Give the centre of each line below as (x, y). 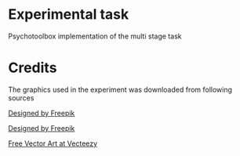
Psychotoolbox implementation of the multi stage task (95, 36)
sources (21, 98)
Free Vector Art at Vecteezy (53, 143)
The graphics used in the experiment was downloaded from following (120, 89)
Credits (33, 68)
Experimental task (69, 15)
